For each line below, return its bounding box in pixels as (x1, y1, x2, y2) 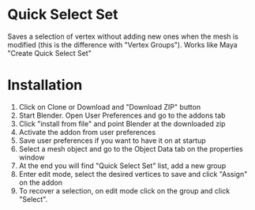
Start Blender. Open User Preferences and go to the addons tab (18, 111, 226, 120)
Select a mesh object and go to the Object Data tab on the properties (18, 144, 244, 153)
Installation (7, 77, 83, 94)
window (18, 152, 45, 162)
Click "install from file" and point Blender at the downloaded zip (18, 118, 226, 128)
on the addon (18, 178, 63, 187)
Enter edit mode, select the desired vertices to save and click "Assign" (18, 169, 248, 178)
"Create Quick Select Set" (7, 48, 92, 58)
